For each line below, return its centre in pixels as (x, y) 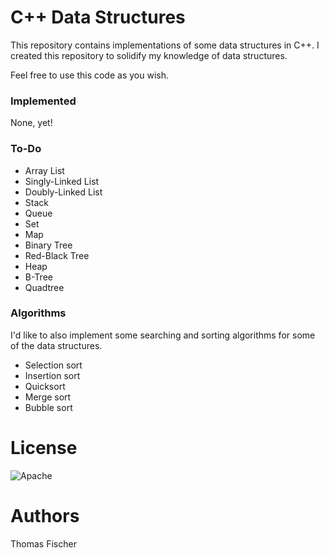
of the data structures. (56, 345)
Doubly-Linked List (63, 192)
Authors (45, 515)
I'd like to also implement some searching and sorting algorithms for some (163, 335)
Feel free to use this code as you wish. (89, 75)
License (44, 448)
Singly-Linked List (62, 181)
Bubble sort (48, 407)
